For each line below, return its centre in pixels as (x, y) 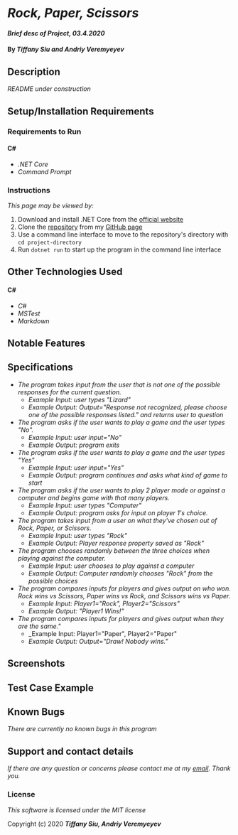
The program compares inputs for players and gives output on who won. (124, 588)
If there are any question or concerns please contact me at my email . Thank (119, 768)
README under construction (49, 89)
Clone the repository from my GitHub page (80, 227)
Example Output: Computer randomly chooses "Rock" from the (120, 573)
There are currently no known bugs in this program (82, 729)
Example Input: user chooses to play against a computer (111, 566)
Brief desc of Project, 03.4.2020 (56, 33)
